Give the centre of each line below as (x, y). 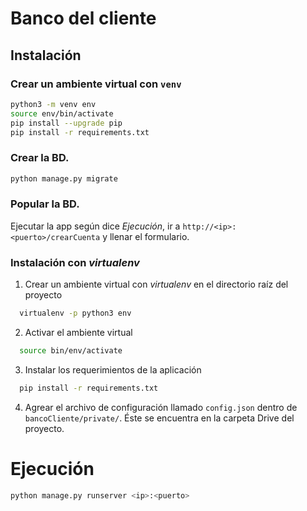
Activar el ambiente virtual (78, 333)
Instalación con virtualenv (75, 262)
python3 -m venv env (53, 104)
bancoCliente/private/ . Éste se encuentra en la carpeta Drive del (159, 418)
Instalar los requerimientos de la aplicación (113, 369)
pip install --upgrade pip (66, 123)
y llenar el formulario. (146, 236)
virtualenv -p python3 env (75, 313)
